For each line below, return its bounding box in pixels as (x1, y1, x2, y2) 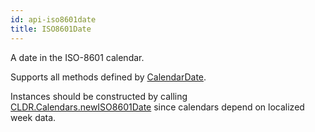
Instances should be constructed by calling (10, 90, 188, 102)
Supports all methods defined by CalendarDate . (10, 71, 207, 83)
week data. (10, 111, 57, 123)
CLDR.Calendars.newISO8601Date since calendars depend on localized (10, 101, 305, 113)
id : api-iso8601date (10, 14, 97, 25)
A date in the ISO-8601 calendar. (10, 51, 145, 63)
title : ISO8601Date (10, 24, 92, 34)
